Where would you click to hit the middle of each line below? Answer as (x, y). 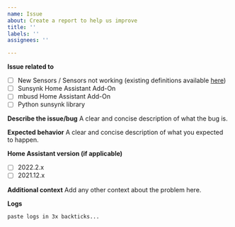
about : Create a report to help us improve (73, 21)
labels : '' (23, 34)
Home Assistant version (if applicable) (65, 154)
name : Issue (25, 14)
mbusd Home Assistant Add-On (64, 96)
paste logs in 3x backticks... (53, 216)
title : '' (22, 27)
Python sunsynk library (51, 104)
